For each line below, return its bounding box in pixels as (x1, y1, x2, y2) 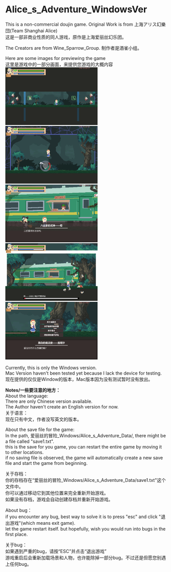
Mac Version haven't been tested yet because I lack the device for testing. (5, 370, 162, 376)
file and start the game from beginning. (5, 460, 88, 466)
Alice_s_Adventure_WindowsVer (5, 4, 147, 15)
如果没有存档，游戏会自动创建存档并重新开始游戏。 (5, 496, 113, 502)
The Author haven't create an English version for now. (5, 403, 119, 410)
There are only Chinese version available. (5, 398, 93, 404)
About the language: (5, 393, 49, 399)
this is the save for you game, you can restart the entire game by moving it (5, 443, 162, 450)
